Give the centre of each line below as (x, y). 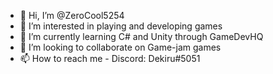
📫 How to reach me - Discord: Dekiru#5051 (110, 58)
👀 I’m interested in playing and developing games (121, 26)
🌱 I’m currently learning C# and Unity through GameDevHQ (141, 36)
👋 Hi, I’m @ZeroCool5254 (72, 15)
